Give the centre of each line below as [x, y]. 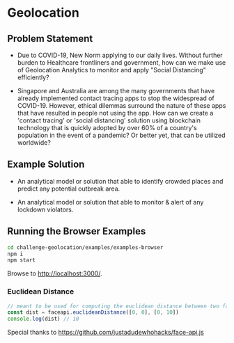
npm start [22, 260]
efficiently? [33, 77]
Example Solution [46, 165]
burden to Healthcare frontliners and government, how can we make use [122, 63]
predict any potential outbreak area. [69, 189]
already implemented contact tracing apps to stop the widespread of [116, 98]
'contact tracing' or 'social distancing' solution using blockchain [109, 120]
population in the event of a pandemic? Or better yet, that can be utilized [121, 135]
